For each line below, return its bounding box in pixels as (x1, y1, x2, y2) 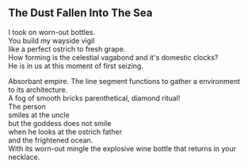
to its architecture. (8, 85, 68, 94)
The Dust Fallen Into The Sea (8, 6, 153, 20)
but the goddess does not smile (8, 118, 112, 128)
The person (8, 101, 46, 111)
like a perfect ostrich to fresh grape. (8, 44, 126, 54)
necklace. (8, 152, 40, 162)
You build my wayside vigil (8, 36, 95, 45)
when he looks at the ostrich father (8, 127, 123, 136)
